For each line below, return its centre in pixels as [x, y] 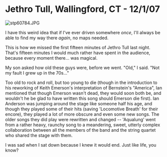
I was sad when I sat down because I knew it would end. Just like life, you [81, 145]
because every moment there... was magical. [51, 58]
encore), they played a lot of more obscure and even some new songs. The [82, 114]
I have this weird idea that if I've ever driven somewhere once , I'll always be [83, 32]
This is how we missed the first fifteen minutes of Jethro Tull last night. [78, 47]
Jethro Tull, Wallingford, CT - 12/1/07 [83, 9]
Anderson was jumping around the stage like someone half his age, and [79, 103]
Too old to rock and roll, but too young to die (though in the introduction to [81, 82]
